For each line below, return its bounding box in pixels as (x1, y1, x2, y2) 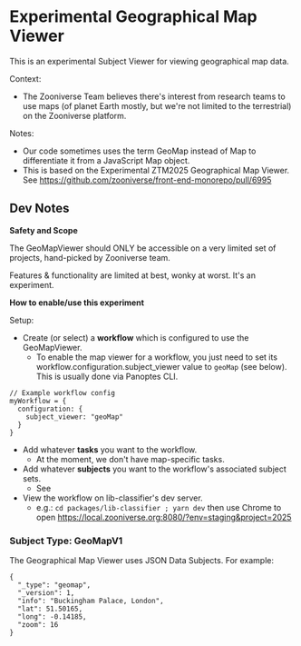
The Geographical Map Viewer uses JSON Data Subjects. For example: (9, 555, 275, 566)
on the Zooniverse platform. (22, 110, 127, 121)
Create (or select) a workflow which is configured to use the (22, 332, 249, 343)
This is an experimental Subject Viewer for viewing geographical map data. (9, 55, 290, 66)
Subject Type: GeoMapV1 (9, 534, 123, 547)
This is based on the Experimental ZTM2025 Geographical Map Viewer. (22, 164, 290, 175)
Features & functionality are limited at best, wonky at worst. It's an (9, 270, 257, 281)
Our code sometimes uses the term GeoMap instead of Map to (22, 145, 257, 156)
